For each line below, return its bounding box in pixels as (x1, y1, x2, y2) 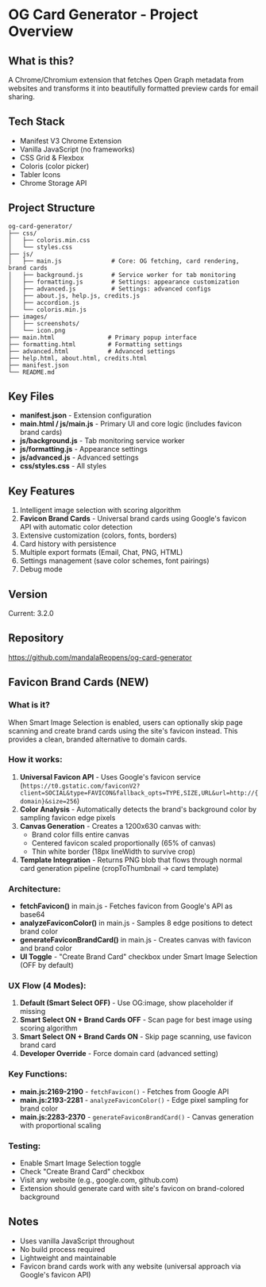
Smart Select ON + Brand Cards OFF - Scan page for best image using (19, 1015, 253, 1025)
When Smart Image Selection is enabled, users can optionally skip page (8, 717, 244, 727)
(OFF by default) (19, 961, 74, 970)
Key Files (8, 390, 54, 403)
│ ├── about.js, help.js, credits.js (8, 291, 141, 299)
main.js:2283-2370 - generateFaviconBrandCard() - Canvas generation (19, 1112, 254, 1121)
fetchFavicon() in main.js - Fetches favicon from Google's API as (19, 901, 233, 911)
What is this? (8, 54, 75, 67)
